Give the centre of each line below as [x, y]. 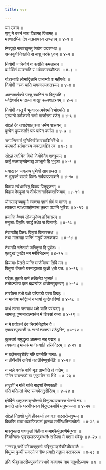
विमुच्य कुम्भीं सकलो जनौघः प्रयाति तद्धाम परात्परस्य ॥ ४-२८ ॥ [52, 452]
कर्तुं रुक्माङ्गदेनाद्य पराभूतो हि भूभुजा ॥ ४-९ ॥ [41, 161]
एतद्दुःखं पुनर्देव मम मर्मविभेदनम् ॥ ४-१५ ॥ [36, 253]
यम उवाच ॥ [14, 28]
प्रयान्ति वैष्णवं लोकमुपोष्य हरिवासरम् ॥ [33, 217]
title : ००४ [16, 10]
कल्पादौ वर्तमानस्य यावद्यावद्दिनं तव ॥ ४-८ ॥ [38, 146]
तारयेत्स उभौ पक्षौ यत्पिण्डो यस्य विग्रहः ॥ [35, 293]
